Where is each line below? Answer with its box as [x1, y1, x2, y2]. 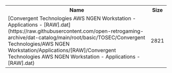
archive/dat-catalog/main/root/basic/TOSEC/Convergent [8, 34, 145, 41]
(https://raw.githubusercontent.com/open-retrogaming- [8, 28, 144, 35]
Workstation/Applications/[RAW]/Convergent [8, 47, 116, 54]
